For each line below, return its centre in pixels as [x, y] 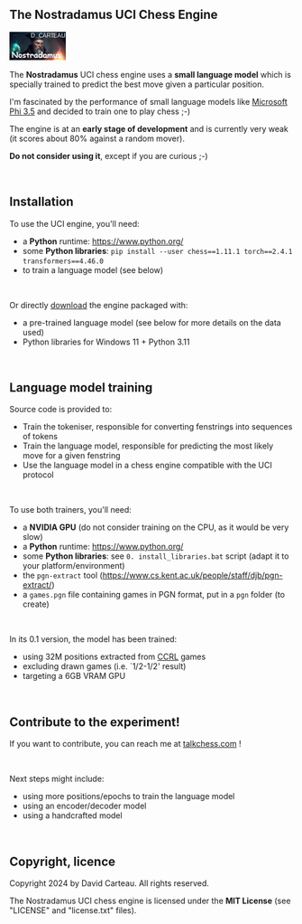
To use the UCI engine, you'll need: [74, 223]
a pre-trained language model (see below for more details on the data [151, 322]
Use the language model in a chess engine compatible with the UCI [147, 466]
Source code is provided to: [61, 410]
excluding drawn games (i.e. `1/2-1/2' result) [104, 666]
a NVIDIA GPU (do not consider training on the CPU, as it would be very [156, 527]
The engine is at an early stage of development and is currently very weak [149, 128]
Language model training [81, 388]
